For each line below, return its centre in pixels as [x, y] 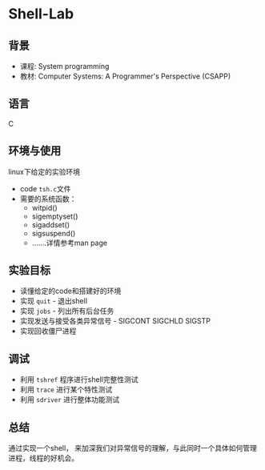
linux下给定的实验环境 [44, 171]
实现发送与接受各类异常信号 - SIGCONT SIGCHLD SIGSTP [115, 321]
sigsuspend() [54, 233]
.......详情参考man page [70, 243]
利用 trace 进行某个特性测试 [66, 390]
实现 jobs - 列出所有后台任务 [67, 311]
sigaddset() [51, 224]
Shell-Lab [41, 14]
